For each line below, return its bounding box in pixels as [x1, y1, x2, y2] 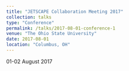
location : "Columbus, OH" [6, 42, 70, 48]
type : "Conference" [6, 20, 55, 25]
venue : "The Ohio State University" [6, 31, 97, 37]
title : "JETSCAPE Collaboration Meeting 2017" [6, 8, 124, 15]
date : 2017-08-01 [6, 36, 49, 42]
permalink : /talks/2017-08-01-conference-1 [6, 25, 116, 31]
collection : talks [6, 14, 52, 20]
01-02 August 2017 [6, 57, 52, 65]
